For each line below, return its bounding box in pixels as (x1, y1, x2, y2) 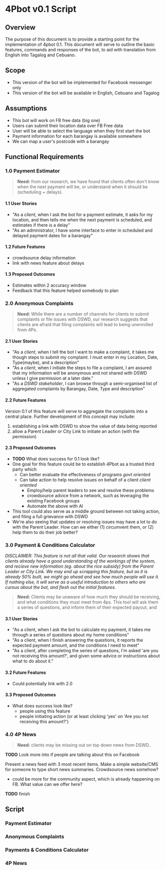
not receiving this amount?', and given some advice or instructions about (12, 653, 160, 659)
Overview (5, 23, 36, 32)
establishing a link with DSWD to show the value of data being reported (12, 423, 157, 429)
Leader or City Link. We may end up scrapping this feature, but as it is (5, 569, 148, 575)
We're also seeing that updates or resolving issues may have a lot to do (12, 519, 157, 525)
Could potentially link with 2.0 (12, 680, 73, 686)
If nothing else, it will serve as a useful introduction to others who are (5, 579, 146, 585)
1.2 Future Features (5, 244, 45, 250)
